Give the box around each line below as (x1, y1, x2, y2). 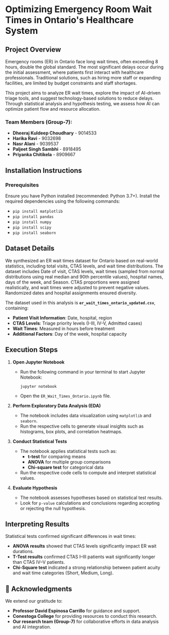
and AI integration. (12, 624, 52, 630)
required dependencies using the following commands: (5, 198, 120, 204)
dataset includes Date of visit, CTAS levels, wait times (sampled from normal (5, 268, 164, 274)
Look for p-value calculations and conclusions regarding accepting (20, 500, 160, 506)
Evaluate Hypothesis (12, 484, 58, 491)
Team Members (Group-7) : (5, 118, 72, 125)
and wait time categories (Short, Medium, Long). (12, 570, 114, 576)
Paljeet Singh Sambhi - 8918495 (12, 146, 81, 152)
